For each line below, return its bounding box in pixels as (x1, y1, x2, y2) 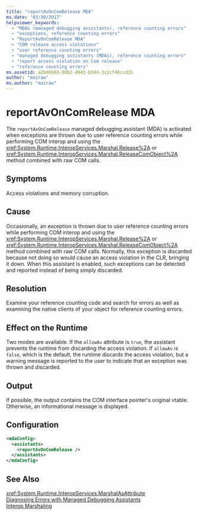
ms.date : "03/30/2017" (6, 14, 62, 20)
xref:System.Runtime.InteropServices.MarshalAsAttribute (6, 490, 145, 497)
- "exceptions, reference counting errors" (11, 31, 120, 37)
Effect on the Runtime (6, 323, 87, 333)
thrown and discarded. (6, 363, 61, 371)
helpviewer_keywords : (6, 20, 60, 25)
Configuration (6, 420, 59, 430)
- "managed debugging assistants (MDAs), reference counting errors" (11, 53, 186, 59)
